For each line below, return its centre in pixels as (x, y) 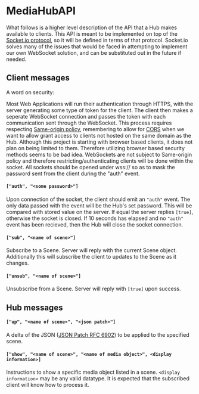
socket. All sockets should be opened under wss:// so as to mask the (91, 167)
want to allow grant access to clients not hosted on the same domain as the (99, 135)
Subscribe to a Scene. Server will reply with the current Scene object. (92, 250)
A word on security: (30, 92)
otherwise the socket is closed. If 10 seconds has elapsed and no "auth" (95, 218)
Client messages (38, 78)
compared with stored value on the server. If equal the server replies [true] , (100, 212)
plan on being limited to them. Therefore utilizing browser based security (96, 148)
